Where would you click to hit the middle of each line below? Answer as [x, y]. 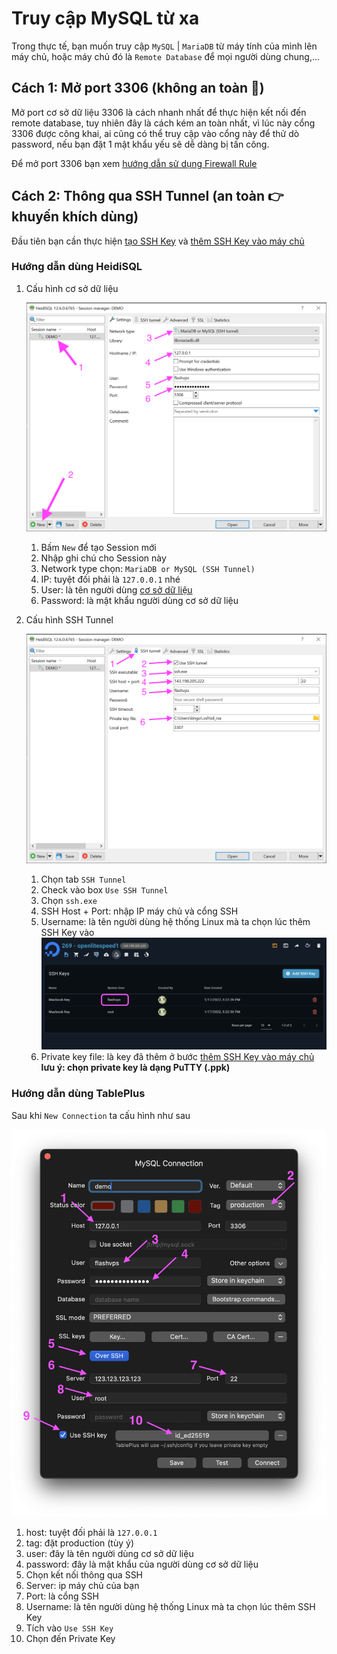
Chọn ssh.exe [69, 900]
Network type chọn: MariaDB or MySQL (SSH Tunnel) [148, 569]
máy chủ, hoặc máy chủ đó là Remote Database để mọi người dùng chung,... [166, 56]
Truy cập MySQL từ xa [105, 18]
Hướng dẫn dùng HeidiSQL [77, 267]
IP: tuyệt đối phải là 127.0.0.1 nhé [110, 579]
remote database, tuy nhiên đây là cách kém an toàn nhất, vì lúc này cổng [163, 123]
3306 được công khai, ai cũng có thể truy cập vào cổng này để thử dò [155, 133]
